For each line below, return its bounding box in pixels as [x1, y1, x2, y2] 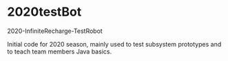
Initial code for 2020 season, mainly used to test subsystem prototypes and [7, 40, 222, 48]
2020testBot [7, 4, 82, 20]
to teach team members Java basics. [7, 47, 112, 56]
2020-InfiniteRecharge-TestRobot [7, 27, 103, 35]
